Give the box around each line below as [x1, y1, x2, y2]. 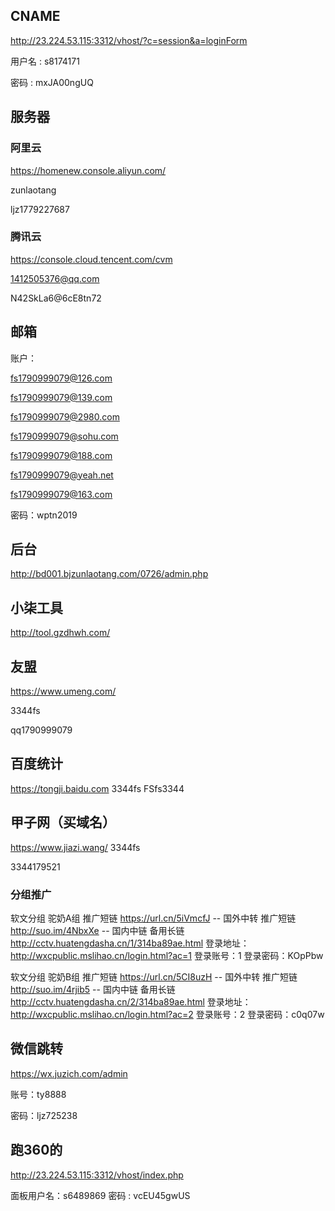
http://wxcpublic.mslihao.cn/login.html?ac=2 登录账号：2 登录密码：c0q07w [10, 1008, 325, 1020]
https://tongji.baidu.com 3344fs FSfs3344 [10, 782, 185, 794]
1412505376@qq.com [10, 272, 100, 284]
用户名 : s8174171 [10, 55, 80, 67]
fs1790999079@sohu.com [10, 430, 119, 442]
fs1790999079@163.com [10, 488, 113, 500]
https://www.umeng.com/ [10, 685, 117, 698]
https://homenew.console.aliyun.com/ [10, 164, 167, 176]
